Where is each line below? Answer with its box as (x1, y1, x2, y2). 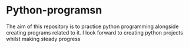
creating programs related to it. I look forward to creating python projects (6, 29, 184, 36)
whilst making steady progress (6, 35, 81, 42)
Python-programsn (6, 4, 102, 17)
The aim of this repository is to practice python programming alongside (6, 23, 179, 30)
